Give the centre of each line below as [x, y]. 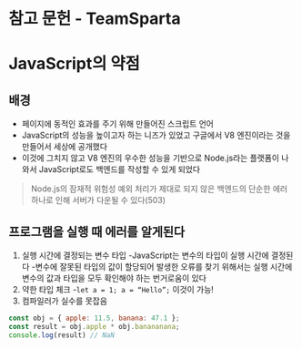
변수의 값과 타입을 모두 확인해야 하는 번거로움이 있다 [114, 278]
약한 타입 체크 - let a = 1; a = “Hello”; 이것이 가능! [118, 289]
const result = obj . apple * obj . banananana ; [94, 326]
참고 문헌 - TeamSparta [95, 19]
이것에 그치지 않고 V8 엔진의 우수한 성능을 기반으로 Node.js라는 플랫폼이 [150, 158]
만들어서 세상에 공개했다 [65, 147]
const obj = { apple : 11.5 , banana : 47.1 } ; [94, 318]
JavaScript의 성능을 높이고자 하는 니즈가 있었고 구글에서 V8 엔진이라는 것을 [156, 135]
